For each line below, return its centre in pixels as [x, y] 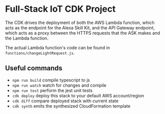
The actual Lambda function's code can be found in [58, 47]
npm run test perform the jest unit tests [52, 90]
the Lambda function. [27, 38]
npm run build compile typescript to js [51, 80]
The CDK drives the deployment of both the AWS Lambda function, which [80, 23]
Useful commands [34, 68]
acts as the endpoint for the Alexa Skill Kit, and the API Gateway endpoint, [80, 27]
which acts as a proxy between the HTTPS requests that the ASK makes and [82, 33]
